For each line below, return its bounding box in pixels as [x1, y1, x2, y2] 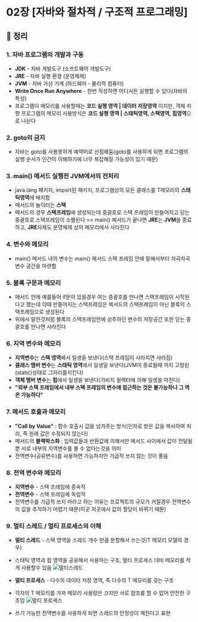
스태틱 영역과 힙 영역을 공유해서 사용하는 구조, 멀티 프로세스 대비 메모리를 [14, 556, 185, 564]
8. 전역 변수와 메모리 [6, 468, 61, 477]
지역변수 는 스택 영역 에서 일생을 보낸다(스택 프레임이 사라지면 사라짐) [14, 354, 173, 361]
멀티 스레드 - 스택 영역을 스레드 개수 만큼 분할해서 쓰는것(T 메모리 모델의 [14, 537, 183, 544]
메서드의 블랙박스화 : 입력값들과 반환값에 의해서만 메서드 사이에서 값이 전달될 [14, 437, 193, 444]
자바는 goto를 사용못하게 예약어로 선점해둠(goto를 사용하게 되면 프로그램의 [14, 148, 188, 155]
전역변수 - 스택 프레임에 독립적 [14, 490, 86, 497]
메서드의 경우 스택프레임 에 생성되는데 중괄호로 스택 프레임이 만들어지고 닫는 [14, 209, 190, 216]
